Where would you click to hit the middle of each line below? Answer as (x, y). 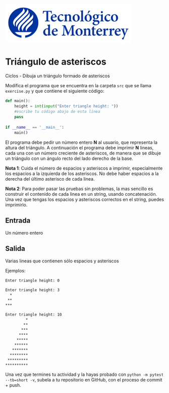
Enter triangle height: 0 (32, 280)
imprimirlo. (16, 205)
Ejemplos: (16, 270)
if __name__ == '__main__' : (35, 128)
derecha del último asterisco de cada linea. (50, 179)
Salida (15, 249)
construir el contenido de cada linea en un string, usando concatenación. (81, 194)
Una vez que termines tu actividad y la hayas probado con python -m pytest (84, 374)
